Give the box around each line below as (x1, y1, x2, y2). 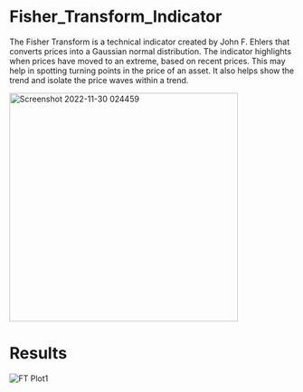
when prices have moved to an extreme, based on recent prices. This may (9, 55, 287, 66)
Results (9, 343, 68, 364)
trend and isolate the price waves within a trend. (9, 74, 189, 85)
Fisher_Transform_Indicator (9, 6, 223, 27)
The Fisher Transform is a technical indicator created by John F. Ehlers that (9, 36, 290, 47)
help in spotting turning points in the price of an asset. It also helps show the (9, 65, 295, 76)
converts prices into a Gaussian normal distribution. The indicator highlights (9, 45, 292, 56)
